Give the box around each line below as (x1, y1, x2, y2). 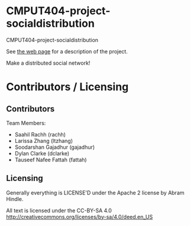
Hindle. (6, 195, 24, 202)
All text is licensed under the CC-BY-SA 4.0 (6, 206, 112, 214)
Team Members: (6, 119, 46, 126)
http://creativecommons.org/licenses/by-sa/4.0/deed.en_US (6, 213, 153, 220)
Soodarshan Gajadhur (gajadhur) (14, 144, 95, 151)
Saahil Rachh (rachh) (14, 130, 66, 138)
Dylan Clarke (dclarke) (14, 149, 70, 157)
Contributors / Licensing (6, 80, 129, 94)
